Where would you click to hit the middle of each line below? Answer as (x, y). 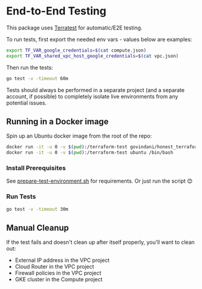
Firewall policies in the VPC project (58, 273)
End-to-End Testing (56, 11)
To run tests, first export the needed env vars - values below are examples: (99, 39)
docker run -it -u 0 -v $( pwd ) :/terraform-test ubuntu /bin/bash (90, 153)
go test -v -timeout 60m (37, 78)
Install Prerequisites (36, 168)
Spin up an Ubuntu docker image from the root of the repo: (79, 136)
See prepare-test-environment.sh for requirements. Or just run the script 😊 (99, 181)
